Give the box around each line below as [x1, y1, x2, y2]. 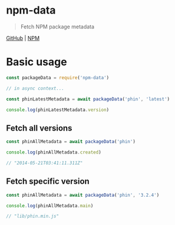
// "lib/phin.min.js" [6, 213, 60, 219]
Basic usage [6, 56, 67, 69]
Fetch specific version [6, 177, 90, 187]
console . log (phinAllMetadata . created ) [6, 149, 101, 155]
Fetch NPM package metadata [20, 23, 95, 30]
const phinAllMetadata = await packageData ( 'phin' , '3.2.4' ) [6, 192, 160, 198]
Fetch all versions [6, 123, 72, 133]
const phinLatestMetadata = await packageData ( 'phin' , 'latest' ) [6, 96, 170, 102]
